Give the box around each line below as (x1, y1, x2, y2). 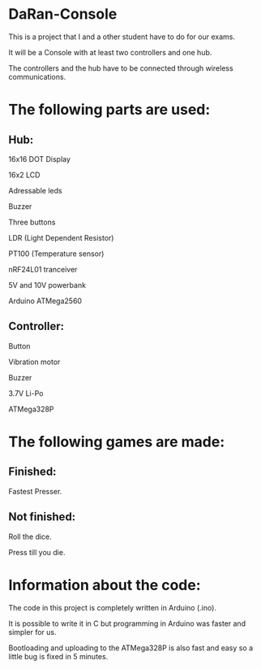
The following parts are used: (8, 101, 211, 119)
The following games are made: (8, 432, 225, 451)
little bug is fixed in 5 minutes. (8, 651, 109, 661)
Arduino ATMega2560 (8, 296, 83, 306)
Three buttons (8, 217, 56, 227)
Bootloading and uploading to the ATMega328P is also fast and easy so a (8, 643, 254, 653)
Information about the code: (8, 576, 201, 594)
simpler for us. (8, 627, 57, 636)
